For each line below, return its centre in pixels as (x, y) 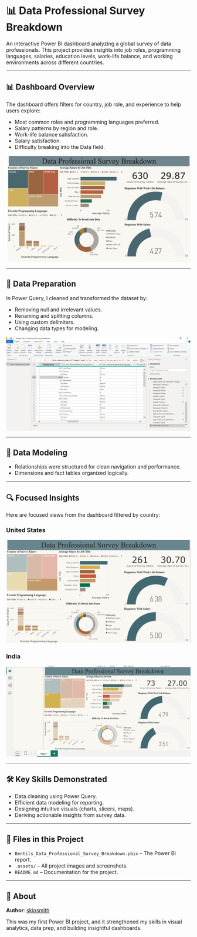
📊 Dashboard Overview (50, 87)
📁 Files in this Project (45, 839)
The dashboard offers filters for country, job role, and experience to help (94, 104)
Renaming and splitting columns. (54, 315)
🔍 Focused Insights (43, 498)
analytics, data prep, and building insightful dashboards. (74, 928)
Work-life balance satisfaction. (52, 134)
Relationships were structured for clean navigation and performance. (98, 467)
